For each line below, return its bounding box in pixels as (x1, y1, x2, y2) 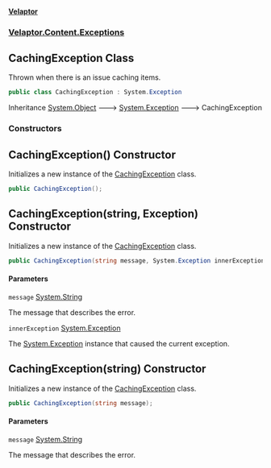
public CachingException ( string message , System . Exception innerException (8, 256, 265, 265)
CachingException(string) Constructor (8, 362, 206, 376)
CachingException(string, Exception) (8, 207, 199, 221)
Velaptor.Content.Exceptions (8, 27, 125, 38)
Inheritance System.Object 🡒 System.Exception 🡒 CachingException (8, 103, 262, 113)
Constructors (8, 123, 62, 135)
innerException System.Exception (8, 323, 121, 333)
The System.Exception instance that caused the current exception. (8, 338, 230, 348)
